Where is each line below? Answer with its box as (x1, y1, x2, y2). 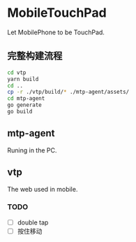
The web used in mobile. (7, 185, 78, 193)
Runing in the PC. (7, 145, 57, 155)
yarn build (7, 76, 39, 83)
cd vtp (7, 69, 27, 76)
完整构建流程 (7, 50, 63, 62)
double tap (17, 218, 49, 227)
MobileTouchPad (7, 5, 107, 21)
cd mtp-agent (7, 95, 45, 102)
